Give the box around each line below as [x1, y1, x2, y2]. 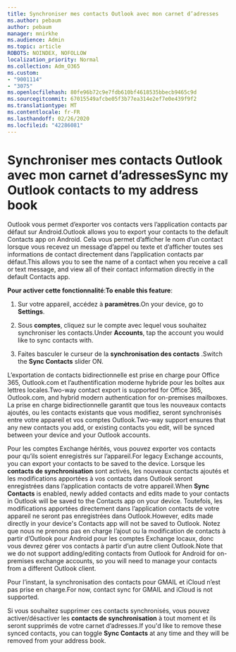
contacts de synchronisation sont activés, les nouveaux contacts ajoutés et [7, 467, 229, 476]
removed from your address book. [7, 636, 107, 645]
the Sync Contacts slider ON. [17, 357, 104, 366]
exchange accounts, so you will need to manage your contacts [35, 557, 217, 565]
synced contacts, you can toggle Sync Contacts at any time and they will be [7, 629, 229, 638]
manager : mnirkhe [7, 30, 58, 37]
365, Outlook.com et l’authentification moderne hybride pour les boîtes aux [7, 379, 225, 387]
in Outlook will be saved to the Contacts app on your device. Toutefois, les [7, 497, 223, 505]
